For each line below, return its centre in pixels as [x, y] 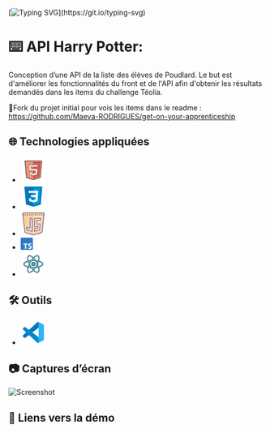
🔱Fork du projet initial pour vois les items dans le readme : [105, 107]
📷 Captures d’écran [60, 369]
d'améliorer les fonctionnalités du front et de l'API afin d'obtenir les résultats [135, 83]
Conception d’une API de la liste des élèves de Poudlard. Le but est [120, 75]
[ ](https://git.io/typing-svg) [77, 13]
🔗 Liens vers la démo [62, 418]
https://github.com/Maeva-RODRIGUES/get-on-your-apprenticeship [122, 116]
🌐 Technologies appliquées [79, 142]
